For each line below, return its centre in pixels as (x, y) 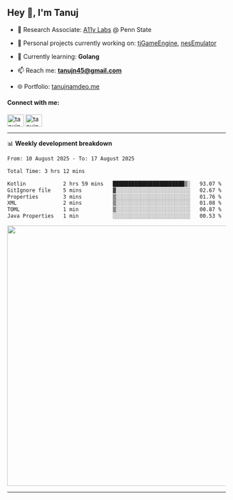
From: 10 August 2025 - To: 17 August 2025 (71, 159)
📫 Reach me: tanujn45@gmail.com (69, 70)
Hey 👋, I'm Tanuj (43, 13)
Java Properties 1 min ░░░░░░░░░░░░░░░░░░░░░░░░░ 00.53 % (114, 216)
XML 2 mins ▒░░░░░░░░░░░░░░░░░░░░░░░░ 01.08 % (114, 203)
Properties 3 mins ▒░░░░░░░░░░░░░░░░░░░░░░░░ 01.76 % (114, 197)
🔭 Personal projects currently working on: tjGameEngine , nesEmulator (117, 43)
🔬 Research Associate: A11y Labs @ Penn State (84, 29)
